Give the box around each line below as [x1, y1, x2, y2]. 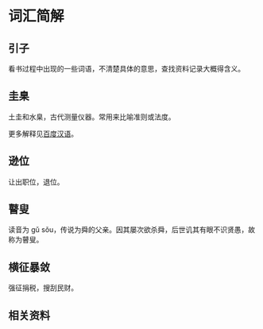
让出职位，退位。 [8, 176, 64, 187]
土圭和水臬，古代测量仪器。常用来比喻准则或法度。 [8, 112, 176, 122]
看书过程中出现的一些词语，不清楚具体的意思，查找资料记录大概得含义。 [8, 64, 245, 73]
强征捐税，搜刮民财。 [8, 283, 78, 292]
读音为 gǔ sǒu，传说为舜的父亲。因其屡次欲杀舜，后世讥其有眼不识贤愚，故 [8, 225, 256, 234]
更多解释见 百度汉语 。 [8, 129, 78, 138]
